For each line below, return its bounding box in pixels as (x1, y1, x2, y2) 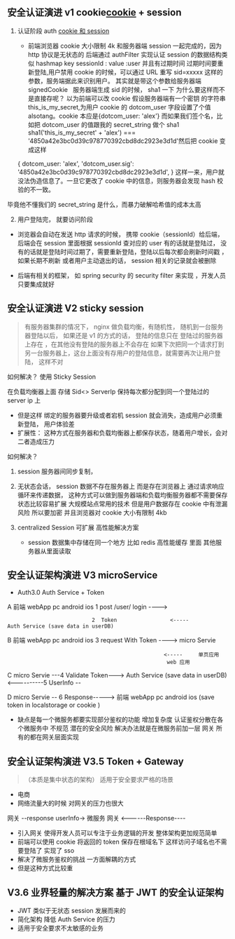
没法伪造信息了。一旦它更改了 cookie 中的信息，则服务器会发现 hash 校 (17, 176, 224, 184)
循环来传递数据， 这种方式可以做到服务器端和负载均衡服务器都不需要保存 (17, 490, 228, 499)
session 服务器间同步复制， (17, 467, 97, 475)
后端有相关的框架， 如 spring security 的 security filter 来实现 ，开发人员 (17, 271, 226, 279)
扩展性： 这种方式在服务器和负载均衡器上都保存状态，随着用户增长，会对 (17, 428, 228, 437)
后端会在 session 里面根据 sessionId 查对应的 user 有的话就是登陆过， (17, 238, 219, 247)
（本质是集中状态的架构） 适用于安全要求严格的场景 (24, 776, 173, 784)
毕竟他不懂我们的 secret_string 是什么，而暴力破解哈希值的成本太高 (7, 200, 201, 208)
